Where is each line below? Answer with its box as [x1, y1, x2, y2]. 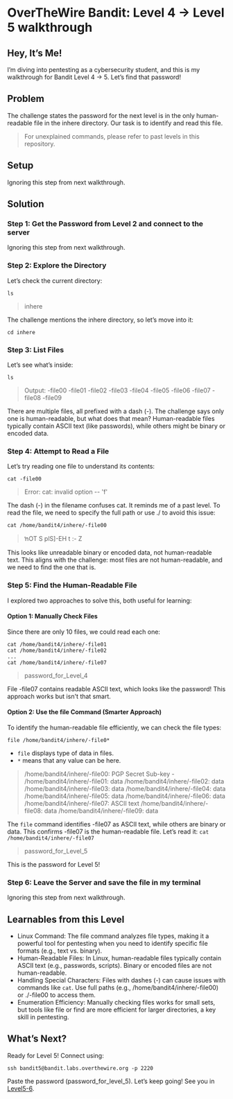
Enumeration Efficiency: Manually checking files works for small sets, [17, 998, 216, 1007]
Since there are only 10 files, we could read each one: [7, 628, 161, 636]
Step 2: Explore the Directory [7, 261, 107, 270]
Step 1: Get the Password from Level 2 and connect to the [7, 218, 203, 228]
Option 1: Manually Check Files [7, 612, 98, 621]
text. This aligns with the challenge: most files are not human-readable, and [7, 556, 223, 564]
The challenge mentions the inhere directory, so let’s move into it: [7, 315, 194, 324]
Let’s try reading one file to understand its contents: [7, 462, 155, 471]
